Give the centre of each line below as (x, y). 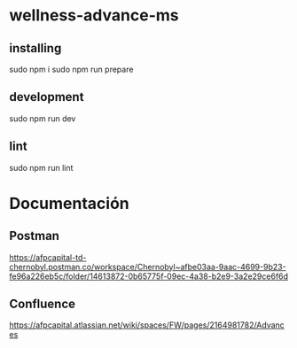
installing (35, 48)
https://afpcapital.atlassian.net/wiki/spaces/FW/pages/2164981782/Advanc (147, 325)
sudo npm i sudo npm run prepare (71, 69)
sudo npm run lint (41, 167)
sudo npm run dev (43, 118)
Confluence (43, 304)
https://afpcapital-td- (48, 257)
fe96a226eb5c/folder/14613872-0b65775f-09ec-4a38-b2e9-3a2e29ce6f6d (149, 276)
